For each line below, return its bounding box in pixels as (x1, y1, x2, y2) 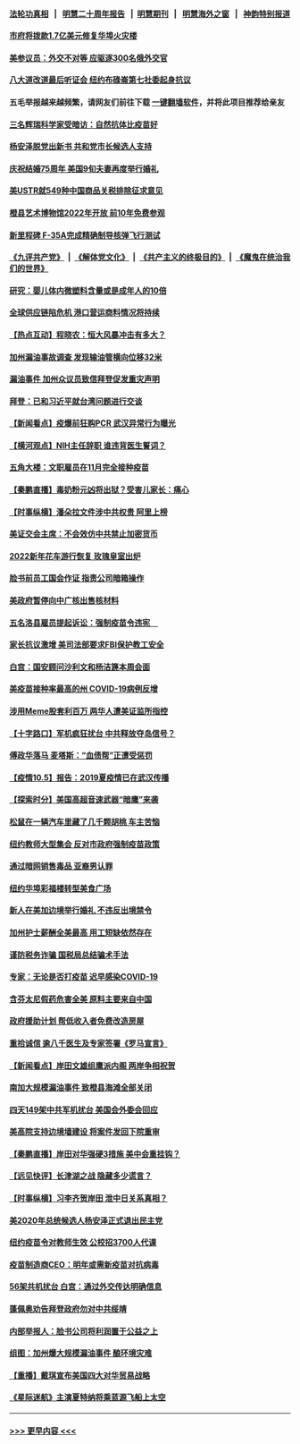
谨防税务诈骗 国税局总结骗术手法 (9, 949, 129, 960)
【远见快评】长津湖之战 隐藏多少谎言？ (9, 1170, 153, 1181)
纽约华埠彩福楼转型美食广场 (9, 882, 112, 894)
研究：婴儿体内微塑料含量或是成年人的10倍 (9, 285, 167, 295)
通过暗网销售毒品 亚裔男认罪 (9, 861, 113, 871)
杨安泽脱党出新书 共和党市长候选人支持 (9, 141, 153, 152)
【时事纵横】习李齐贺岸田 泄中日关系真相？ (9, 1193, 168, 1203)
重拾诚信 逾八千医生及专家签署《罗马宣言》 (9, 1038, 168, 1049)
